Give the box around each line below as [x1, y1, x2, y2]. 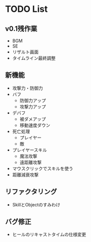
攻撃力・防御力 [12, 85, 43, 91]
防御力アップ [19, 97, 46, 103]
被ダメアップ [19, 116, 46, 122]
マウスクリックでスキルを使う [12, 165, 73, 171]
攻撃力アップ [19, 103, 46, 109]
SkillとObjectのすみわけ [12, 201, 61, 207]
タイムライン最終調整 [12, 55, 56, 61]
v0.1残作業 [5, 24, 38, 33]
